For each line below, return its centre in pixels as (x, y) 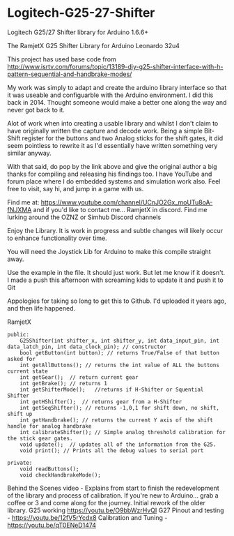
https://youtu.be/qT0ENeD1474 (52, 525)
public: (18, 334)
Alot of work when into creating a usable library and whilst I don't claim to (113, 123)
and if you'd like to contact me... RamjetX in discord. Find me (120, 209)
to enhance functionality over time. (57, 238)
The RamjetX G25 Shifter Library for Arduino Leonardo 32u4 (93, 45)
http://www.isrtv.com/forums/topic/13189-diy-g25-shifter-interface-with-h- (115, 66)
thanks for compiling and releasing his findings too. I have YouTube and (110, 174)
